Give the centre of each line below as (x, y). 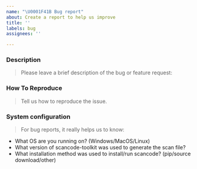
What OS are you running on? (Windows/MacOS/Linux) (82, 141)
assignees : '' (24, 34)
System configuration (38, 117)
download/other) (35, 160)
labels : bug (21, 28)
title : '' (18, 23)
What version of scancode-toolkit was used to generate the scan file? (100, 148)
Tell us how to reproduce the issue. (64, 101)
